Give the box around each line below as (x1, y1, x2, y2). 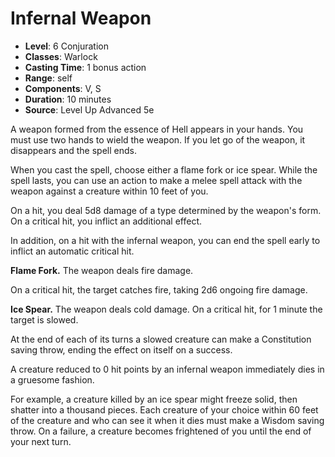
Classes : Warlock (24, 50, 98, 62)
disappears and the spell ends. (10, 144, 137, 156)
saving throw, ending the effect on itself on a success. (10, 343, 233, 356)
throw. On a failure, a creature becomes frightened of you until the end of (10, 425, 312, 437)
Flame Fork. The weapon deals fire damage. (10, 264, 194, 276)
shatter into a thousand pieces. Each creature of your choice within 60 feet (10, 403, 319, 416)
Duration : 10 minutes (24, 93, 112, 105)
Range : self (24, 72, 73, 84)
